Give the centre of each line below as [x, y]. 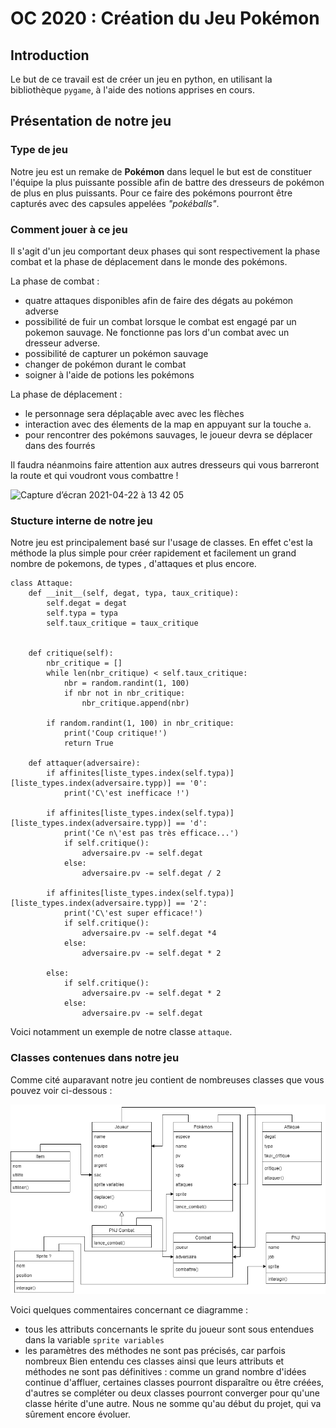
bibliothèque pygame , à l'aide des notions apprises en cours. [133, 90]
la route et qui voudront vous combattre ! [94, 475]
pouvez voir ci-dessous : [61, 1090]
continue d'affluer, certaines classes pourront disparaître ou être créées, [174, 1383]
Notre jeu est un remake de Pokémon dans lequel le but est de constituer [161, 171]
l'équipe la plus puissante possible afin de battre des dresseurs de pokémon [167, 182]
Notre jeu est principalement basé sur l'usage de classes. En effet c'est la [161, 543]
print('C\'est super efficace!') [133, 913]
